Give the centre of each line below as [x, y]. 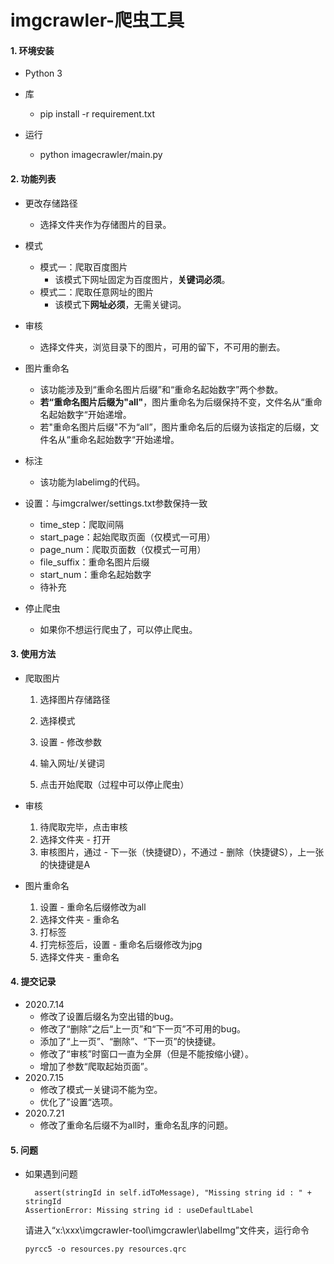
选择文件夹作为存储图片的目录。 [105, 224]
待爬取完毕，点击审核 [83, 827]
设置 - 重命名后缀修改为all [93, 907]
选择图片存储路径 [75, 699]
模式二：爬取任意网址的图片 [97, 292]
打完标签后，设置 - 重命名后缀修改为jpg [121, 944]
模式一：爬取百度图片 [83, 267]
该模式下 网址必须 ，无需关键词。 [120, 304]
